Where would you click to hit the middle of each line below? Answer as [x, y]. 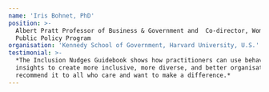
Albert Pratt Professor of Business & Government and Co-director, [132, 30]
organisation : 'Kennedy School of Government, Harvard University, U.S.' [134, 46]
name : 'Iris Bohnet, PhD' [51, 16]
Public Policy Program [53, 38]
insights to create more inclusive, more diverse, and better [121, 68]
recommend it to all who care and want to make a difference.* [123, 75]
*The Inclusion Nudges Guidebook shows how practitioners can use [128, 61]
